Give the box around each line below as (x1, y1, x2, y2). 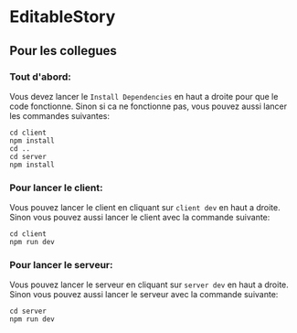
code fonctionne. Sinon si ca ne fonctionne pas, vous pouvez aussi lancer (9, 101, 288, 112)
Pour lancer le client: (9, 181, 103, 194)
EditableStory (9, 6, 116, 27)
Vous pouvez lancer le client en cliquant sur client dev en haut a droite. (9, 202, 281, 213)
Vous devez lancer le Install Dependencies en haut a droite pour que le (9, 91, 279, 102)
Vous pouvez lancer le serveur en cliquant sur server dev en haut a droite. (9, 279, 290, 290)
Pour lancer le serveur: (9, 259, 113, 272)
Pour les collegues (9, 43, 117, 59)
